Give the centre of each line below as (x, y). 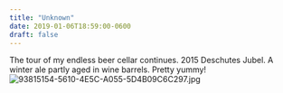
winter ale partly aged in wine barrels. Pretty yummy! (108, 70)
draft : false (34, 34)
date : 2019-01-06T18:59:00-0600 (70, 26)
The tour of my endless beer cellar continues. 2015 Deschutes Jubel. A (141, 60)
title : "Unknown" (42, 18)
